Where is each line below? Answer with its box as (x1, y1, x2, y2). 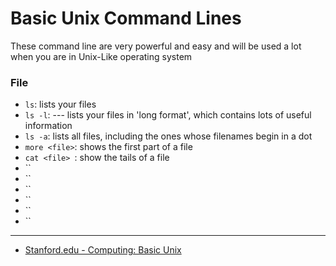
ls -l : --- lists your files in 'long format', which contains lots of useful (24, 109, 312, 121)
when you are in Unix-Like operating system (10, 50, 193, 62)
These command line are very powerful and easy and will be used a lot (10, 40, 302, 52)
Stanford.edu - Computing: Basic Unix (24, 244, 182, 256)
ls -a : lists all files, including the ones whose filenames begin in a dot (24, 130, 313, 142)
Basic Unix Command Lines (10, 7, 242, 30)
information (24, 120, 73, 132)
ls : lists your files (24, 98, 97, 111)
